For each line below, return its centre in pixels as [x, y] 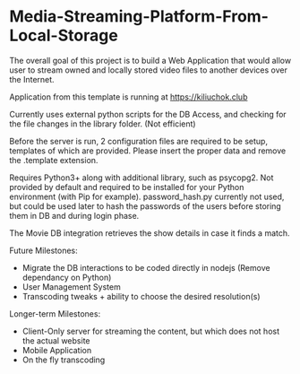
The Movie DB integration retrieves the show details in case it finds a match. [150, 233]
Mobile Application [57, 350]
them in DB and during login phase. [74, 215]
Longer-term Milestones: [55, 313]
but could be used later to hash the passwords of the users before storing [146, 206]
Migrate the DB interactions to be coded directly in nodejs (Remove [146, 267]
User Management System [71, 287]
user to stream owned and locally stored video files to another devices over [149, 70]
